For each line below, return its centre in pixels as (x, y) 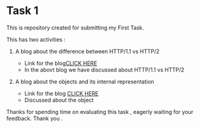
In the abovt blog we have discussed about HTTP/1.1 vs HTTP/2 (104, 70)
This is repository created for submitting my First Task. (75, 28)
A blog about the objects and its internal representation (85, 81)
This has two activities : (36, 39)
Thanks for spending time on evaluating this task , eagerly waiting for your (100, 111)
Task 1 (22, 11)
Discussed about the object (59, 100)
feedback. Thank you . (35, 118)
